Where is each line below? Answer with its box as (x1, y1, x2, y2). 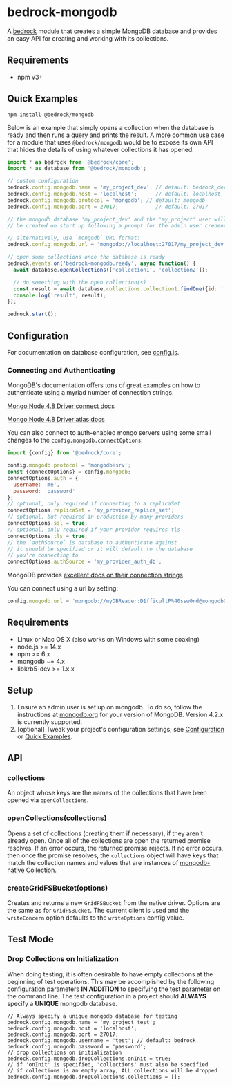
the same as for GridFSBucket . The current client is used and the (7, 906, 190, 914)
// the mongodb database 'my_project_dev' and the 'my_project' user (7, 216, 212, 223)
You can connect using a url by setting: (7, 584, 119, 593)
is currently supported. (17, 717, 83, 726)
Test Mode (7, 933, 54, 945)
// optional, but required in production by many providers (7, 513, 184, 521)
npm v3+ (17, 73, 43, 81)
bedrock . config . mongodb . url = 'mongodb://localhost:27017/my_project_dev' (7, 241, 227, 248)
